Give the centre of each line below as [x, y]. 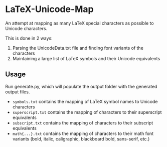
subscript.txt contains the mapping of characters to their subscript [83, 123]
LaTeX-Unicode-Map [49, 9]
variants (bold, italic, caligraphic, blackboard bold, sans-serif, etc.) [81, 138]
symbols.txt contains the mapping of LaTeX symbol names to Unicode [85, 101]
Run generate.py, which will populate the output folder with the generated [81, 86]
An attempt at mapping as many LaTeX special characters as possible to [79, 23]
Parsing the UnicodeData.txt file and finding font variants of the [78, 48]
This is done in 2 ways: [29, 38]
